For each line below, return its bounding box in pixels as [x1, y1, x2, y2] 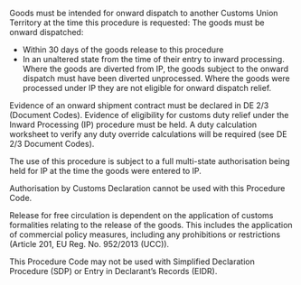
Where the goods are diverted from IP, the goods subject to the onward [22, 63, 289, 74]
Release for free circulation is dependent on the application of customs [9, 210, 274, 220]
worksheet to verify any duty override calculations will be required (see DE [9, 129, 287, 139]
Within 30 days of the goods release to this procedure [22, 44, 224, 55]
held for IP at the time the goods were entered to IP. [9, 166, 202, 176]
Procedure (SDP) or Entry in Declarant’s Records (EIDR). [9, 266, 218, 276]
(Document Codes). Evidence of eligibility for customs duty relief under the [9, 110, 289, 120]
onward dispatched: [9, 27, 84, 37]
